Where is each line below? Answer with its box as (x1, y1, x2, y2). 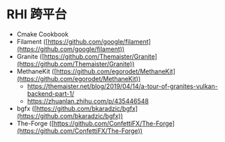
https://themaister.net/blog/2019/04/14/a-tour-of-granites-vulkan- (27, 82, 218, 90)
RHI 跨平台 (6, 6, 67, 22)
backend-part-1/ (27, 89, 75, 98)
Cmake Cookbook (16, 29, 69, 38)
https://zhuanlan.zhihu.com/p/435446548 (27, 97, 150, 105)
